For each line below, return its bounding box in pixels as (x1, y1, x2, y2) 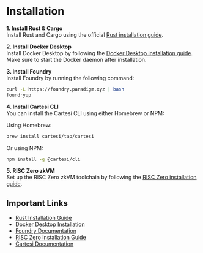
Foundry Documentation (15, 227, 76, 235)
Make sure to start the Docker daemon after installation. (6, 56, 147, 63)
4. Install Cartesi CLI (6, 103, 59, 110)
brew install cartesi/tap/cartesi (6, 133, 95, 139)
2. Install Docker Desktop (6, 43, 72, 50)
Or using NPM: (6, 144, 43, 151)
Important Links (6, 198, 68, 208)
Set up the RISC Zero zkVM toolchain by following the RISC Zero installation (6, 173, 197, 181)
